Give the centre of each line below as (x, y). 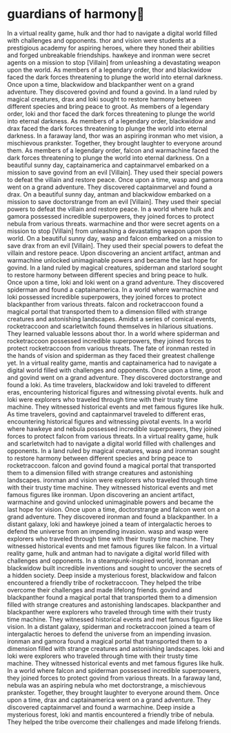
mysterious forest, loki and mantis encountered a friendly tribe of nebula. (111, 714)
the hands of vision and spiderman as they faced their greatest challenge (111, 355)
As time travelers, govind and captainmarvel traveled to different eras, (106, 414)
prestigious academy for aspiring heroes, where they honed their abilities (111, 48)
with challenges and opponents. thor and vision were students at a (102, 40)
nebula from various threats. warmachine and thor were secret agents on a (113, 223)
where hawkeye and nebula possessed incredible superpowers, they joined (114, 429)
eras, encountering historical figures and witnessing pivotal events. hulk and (115, 392)
